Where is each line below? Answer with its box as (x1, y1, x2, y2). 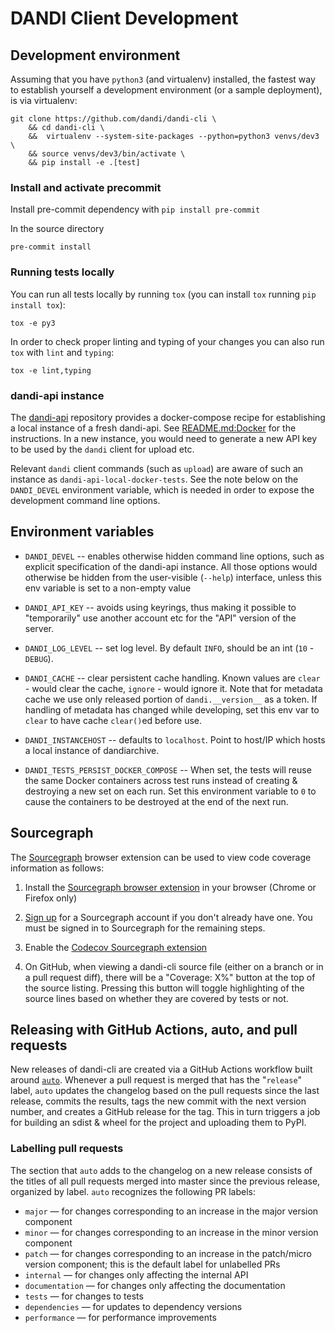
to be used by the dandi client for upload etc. (10, 443, 195, 455)
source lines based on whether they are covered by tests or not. (24, 992, 289, 1004)
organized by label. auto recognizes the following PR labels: (10, 1185, 257, 1197)
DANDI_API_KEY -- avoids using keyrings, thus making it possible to (24, 601, 297, 613)
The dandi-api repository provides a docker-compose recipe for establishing (10, 411, 326, 423)
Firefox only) (24, 892, 78, 904)
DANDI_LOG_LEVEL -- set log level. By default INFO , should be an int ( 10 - (24, 642, 315, 654)
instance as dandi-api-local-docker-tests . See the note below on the (10, 473, 299, 485)
